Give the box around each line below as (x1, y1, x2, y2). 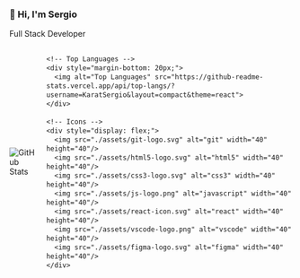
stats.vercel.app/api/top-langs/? (46, 82, 175, 91)
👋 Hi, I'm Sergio (9, 8, 78, 21)
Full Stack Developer (9, 29, 86, 39)
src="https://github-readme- (154, 73, 264, 82)
